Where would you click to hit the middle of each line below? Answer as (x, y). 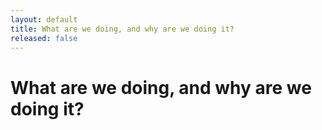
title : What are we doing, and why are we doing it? (122, 29)
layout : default (44, 19)
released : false (44, 38)
